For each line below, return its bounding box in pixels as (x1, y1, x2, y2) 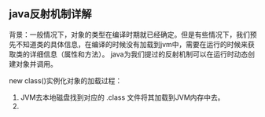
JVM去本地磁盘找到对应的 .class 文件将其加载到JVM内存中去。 (20, 93, 225, 102)
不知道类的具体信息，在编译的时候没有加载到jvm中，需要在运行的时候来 (15, 39, 248, 49)
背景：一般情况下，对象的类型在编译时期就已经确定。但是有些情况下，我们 (9, 30, 250, 39)
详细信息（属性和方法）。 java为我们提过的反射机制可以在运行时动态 (29, 49, 248, 59)
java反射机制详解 (9, 7, 93, 21)
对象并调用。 (15, 59, 57, 68)
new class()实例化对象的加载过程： (9, 75, 123, 85)
